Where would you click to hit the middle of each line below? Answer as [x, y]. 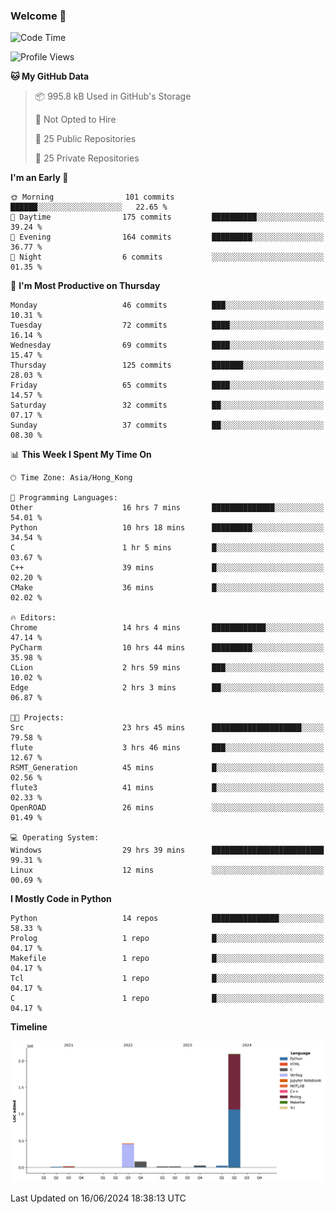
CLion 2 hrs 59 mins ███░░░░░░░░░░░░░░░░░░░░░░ [167, 668]
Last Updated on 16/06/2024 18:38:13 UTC [98, 1198]
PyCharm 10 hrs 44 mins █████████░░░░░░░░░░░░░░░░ [167, 648]
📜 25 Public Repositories [85, 139]
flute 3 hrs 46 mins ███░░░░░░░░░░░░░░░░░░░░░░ [167, 748]
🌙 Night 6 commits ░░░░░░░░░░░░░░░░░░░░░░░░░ [167, 257]
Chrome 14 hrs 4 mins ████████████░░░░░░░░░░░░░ [167, 628]
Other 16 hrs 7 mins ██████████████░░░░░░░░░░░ [167, 508]
